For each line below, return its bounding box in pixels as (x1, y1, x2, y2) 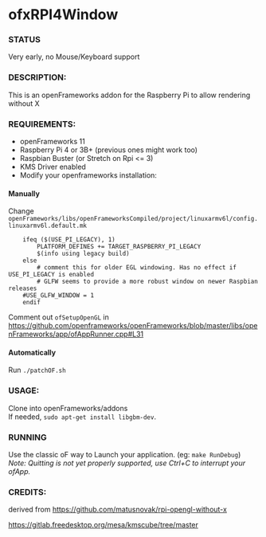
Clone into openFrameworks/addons (8, 403, 128, 413)
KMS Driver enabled (19, 162, 86, 172)
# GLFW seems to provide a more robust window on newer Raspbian (37, 277, 259, 286)
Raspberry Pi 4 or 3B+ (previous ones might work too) (19, 145, 198, 155)
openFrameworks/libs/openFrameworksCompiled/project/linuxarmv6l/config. (8, 215, 259, 223)
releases (8, 284, 37, 292)
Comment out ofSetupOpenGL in (8, 312, 109, 322)
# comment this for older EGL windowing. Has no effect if (37, 264, 237, 272)
